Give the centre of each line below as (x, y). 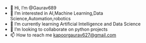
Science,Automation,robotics (40, 18)
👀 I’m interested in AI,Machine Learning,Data (57, 13)
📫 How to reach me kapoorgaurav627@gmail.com (63, 35)
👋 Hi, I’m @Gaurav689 (33, 8)
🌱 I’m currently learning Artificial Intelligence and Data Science (75, 24)
